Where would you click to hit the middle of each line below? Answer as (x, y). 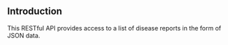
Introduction (35, 11)
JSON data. (24, 35)
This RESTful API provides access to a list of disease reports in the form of (114, 28)
